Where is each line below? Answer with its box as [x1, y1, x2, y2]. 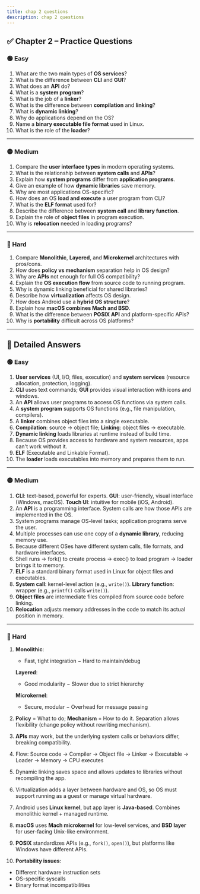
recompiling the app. [15, 775, 66, 782]
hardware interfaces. [15, 549, 67, 556]
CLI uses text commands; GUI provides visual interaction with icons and [15, 386, 192, 394]
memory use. [15, 536, 48, 543]
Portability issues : [15, 857, 62, 864]
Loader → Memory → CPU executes [15, 757, 104, 764]
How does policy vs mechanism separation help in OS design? [15, 267, 170, 274]
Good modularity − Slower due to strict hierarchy [24, 680, 144, 687]
